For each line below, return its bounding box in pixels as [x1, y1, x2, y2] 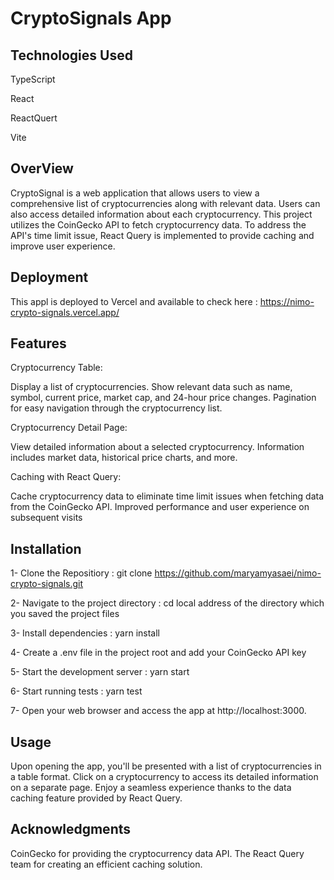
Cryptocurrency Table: [10, 362, 103, 374]
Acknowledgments [10, 821, 132, 838]
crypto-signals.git [10, 578, 84, 590]
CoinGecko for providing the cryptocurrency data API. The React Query [10, 847, 305, 859]
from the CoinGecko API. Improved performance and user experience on [10, 501, 310, 513]
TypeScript [10, 73, 56, 85]
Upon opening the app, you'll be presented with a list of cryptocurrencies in [10, 760, 322, 772]
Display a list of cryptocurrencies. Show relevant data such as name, [10, 381, 293, 393]
